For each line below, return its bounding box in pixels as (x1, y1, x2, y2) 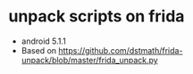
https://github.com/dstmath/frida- (58, 45, 183, 55)
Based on (21, 45, 57, 55)
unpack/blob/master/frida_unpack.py (21, 54, 158, 65)
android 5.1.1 (21, 36, 66, 46)
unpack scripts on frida (8, 6, 185, 27)
